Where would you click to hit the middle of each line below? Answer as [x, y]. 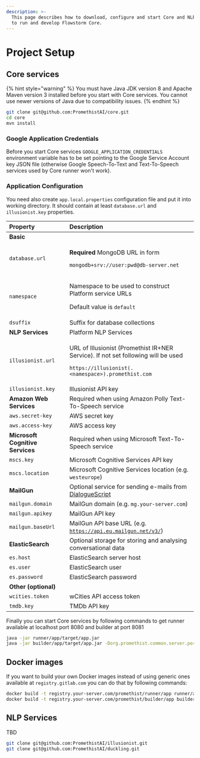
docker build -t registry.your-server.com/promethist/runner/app [89, 694]
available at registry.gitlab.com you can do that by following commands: [97, 683]
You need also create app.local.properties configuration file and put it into [99, 199]
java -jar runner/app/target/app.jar [53, 638]
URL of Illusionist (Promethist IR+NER [121, 348]
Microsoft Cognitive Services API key [121, 460]
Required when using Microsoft [113, 439]
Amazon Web [29, 399]
